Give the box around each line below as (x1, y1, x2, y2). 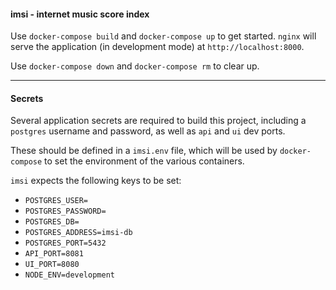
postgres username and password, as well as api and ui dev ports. (10, 125, 286, 137)
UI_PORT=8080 (24, 260, 80, 270)
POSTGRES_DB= (24, 217, 80, 227)
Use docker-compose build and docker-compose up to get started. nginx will (10, 30, 317, 42)
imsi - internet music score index (10, 8, 150, 20)
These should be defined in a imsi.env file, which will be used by (10, 145, 278, 157)
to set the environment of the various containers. (44, 155, 245, 167)
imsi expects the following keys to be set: (10, 175, 182, 187)
